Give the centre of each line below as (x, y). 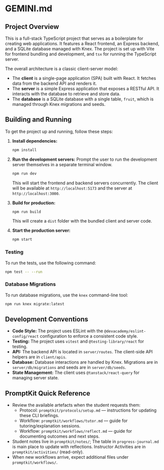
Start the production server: (41, 230)
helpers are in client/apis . (39, 357)
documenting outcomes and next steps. (59, 436)
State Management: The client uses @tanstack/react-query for (76, 372)
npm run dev (24, 173)
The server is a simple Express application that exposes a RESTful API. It (86, 88)
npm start (22, 240)
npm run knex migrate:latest (35, 304)
